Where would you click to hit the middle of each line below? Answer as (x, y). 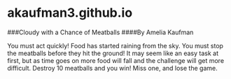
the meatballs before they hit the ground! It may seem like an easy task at (113, 53)
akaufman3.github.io (70, 13)
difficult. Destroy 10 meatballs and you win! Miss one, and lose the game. (113, 68)
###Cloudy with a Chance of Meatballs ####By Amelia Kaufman (100, 32)
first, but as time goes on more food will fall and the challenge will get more (116, 60)
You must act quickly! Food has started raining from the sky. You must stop (115, 45)
